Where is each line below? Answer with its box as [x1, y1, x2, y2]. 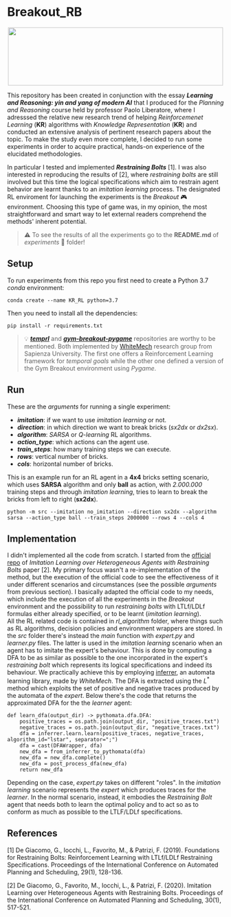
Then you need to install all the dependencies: [7, 309, 138, 317]
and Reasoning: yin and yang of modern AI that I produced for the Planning [7, 98, 224, 107]
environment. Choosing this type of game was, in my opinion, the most [7, 203, 208, 211]
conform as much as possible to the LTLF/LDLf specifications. [7, 807, 183, 816]
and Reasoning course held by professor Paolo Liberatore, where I [7, 105, 196, 114]
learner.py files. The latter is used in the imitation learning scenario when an [7, 639, 223, 648]
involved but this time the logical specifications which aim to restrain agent [7, 177, 219, 186]
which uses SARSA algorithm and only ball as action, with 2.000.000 [7, 480, 203, 488]
